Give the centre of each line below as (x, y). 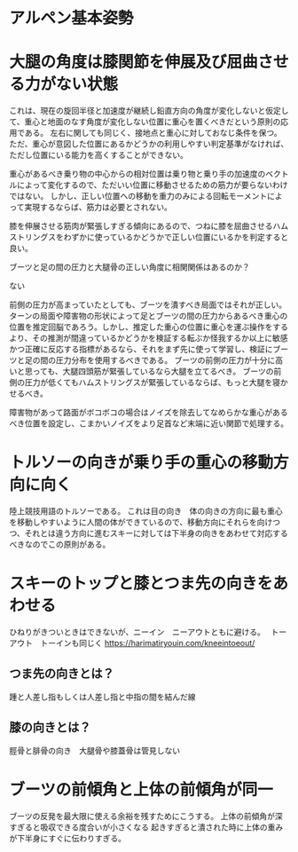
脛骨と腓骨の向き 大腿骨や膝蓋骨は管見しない (94, 750)
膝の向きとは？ (50, 727)
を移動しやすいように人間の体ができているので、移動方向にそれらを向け (141, 522)
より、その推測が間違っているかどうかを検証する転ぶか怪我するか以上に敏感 (149, 338)
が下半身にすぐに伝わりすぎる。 (68, 838)
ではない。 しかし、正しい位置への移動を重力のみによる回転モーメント (138, 196)
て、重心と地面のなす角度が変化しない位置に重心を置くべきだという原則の (145, 122)
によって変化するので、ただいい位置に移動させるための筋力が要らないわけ (152, 185)
